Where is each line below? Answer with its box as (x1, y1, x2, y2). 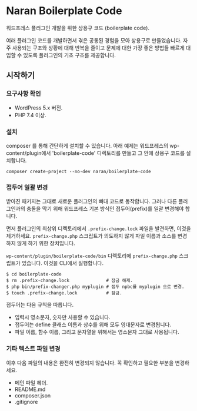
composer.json (14, 392, 51, 399)
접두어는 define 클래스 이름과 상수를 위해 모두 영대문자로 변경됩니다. (14, 321, 172, 328)
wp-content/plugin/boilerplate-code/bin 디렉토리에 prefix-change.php (6, 252, 178, 260)
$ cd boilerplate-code (6, 271, 62, 277)
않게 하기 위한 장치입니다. (16, 240, 75, 247)
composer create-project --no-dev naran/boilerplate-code (6, 168, 151, 174)
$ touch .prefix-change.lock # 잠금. (6, 290, 122, 296)
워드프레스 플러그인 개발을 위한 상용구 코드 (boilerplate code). (6, 24, 150, 31)
